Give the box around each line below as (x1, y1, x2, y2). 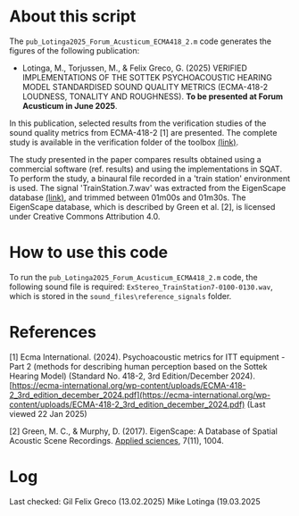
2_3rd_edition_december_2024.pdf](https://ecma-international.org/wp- (9, 389, 271, 400)
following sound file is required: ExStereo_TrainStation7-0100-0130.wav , (9, 281, 274, 292)
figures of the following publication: (9, 45, 140, 55)
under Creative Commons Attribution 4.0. (9, 211, 161, 221)
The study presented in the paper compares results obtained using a (9, 154, 262, 164)
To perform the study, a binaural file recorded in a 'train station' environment (9, 172, 291, 184)
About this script (9, 6, 137, 27)
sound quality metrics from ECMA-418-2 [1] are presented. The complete (9, 127, 278, 137)
